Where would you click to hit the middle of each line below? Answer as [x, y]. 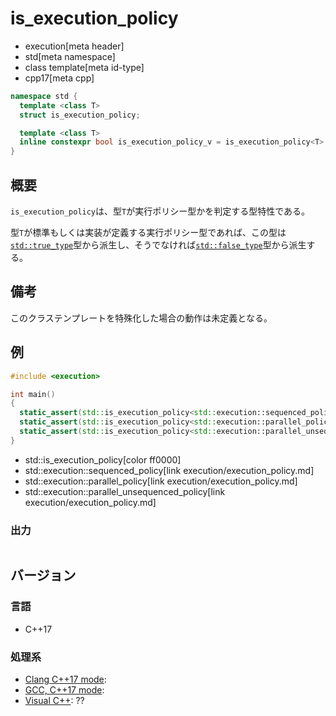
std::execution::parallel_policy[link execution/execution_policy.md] [161, 481]
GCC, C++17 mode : [64, 690]
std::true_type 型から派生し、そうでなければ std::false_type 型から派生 [158, 245]
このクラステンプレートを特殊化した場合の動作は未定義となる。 [141, 318]
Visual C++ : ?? [54, 701]
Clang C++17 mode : [65, 679]
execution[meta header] [74, 46]
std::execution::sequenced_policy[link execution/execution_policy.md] [169, 470]
